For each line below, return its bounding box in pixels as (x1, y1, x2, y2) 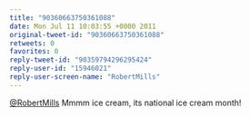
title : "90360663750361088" (9, 13, 116, 23)
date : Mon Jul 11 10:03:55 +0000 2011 (9, 22, 156, 31)
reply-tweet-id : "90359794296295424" (9, 55, 153, 64)
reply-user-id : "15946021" (9, 64, 112, 73)
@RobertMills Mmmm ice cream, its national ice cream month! (9, 97, 242, 108)
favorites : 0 (9, 47, 59, 56)
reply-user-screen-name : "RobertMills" (9, 73, 161, 82)
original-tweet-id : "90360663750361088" (9, 30, 165, 39)
